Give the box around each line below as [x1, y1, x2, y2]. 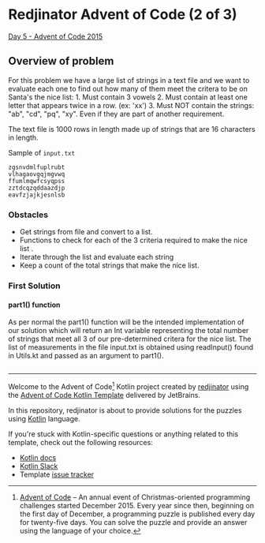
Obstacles [8, 209, 49, 220]
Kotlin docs [19, 452, 57, 462]
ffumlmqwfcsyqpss [8, 177, 65, 185]
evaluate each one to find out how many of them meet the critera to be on [8, 84, 248, 93]
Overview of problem [8, 54, 114, 68]
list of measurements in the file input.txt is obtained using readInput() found [8, 343, 254, 352]
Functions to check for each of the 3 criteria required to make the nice [19, 235, 248, 245]
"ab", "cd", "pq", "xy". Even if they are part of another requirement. [8, 109, 225, 118]
